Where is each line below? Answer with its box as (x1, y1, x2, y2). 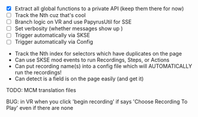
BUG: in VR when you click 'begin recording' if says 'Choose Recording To (6, 98, 188, 105)
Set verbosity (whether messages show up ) (14, 25, 123, 32)
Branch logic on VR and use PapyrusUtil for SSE (14, 18, 132, 25)
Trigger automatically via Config (14, 38, 94, 45)
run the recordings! (14, 69, 62, 76)
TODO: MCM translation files (6, 87, 76, 94)
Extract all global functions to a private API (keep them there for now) (14, 5, 184, 12)
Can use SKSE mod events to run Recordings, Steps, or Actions (14, 56, 170, 64)
